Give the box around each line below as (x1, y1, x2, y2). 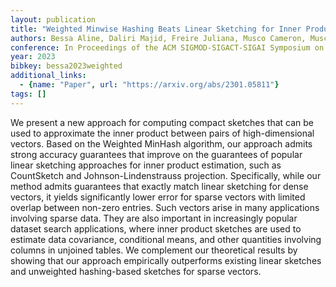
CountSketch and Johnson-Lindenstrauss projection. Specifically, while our (10, 169, 322, 181)
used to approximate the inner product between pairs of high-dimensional (10, 127, 315, 139)
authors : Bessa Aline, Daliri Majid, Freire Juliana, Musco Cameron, (10, 33, 307, 43)
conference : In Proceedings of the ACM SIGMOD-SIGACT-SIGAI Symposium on (10, 42, 325, 53)
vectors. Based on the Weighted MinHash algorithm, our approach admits (10, 137, 313, 150)
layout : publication (10, 14, 97, 25)
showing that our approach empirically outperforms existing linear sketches (10, 254, 322, 266)
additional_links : (10, 71, 87, 81)
